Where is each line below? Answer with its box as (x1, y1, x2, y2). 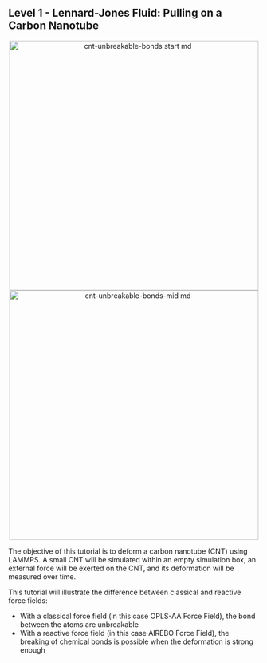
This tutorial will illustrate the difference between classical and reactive (8, 587, 241, 597)
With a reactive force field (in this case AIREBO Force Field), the (19, 628, 230, 637)
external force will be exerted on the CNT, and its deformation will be (8, 563, 234, 573)
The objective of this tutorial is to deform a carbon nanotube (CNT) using (8, 546, 249, 556)
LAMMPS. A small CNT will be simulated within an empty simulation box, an (8, 554, 257, 564)
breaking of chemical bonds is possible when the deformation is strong (19, 637, 253, 646)
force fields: (8, 595, 48, 605)
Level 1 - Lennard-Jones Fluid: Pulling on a (8, 6, 222, 20)
